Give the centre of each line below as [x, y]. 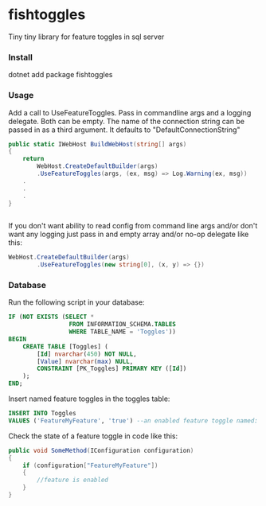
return [33, 159]
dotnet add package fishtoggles [61, 75]
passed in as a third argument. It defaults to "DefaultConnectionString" [124, 130]
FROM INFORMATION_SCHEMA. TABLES [123, 325]
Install [21, 57]
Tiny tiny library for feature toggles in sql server [86, 37]
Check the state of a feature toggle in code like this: [93, 436]
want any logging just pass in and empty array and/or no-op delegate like [129, 234]
